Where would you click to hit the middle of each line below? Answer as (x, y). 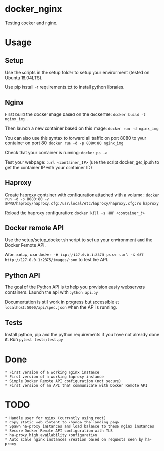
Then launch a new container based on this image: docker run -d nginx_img (82, 128)
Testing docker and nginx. (31, 23)
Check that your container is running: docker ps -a (56, 152)
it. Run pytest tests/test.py (34, 339)
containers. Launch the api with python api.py (52, 292)
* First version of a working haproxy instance (55, 377)
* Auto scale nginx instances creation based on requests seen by (74, 439)
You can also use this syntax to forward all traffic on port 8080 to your (76, 138)
